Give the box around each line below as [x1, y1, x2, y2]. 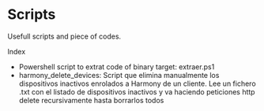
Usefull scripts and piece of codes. [7, 31, 122, 41]
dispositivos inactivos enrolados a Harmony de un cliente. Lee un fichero [18, 79, 256, 88]
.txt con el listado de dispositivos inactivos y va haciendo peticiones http [18, 87, 255, 96]
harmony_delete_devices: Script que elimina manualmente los [18, 70, 220, 80]
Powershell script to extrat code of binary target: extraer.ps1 [18, 61, 215, 72]
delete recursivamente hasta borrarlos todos [18, 95, 164, 105]
